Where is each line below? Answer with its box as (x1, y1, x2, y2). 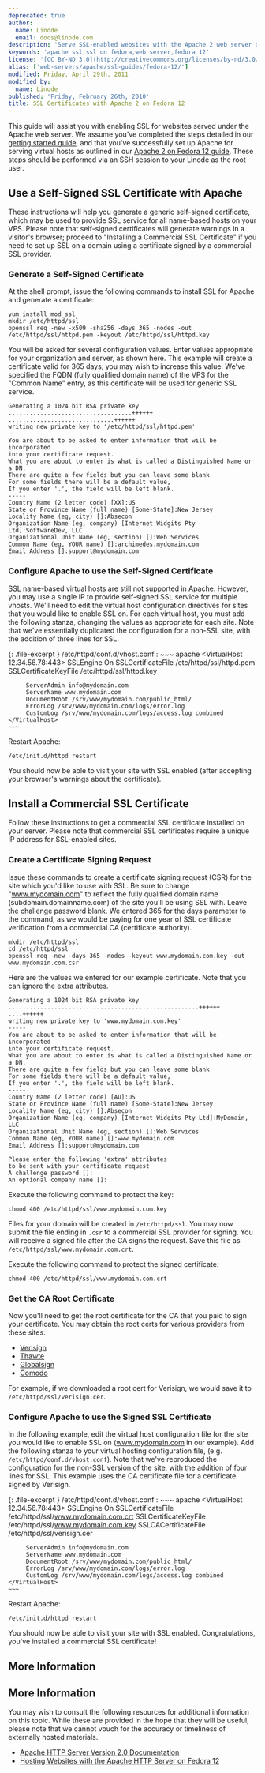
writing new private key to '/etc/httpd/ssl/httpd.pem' (8, 423, 196, 431)
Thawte (19, 1351, 45, 1361)
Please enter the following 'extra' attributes (8, 1155, 168, 1163)
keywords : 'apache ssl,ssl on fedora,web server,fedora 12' (8, 48, 211, 56)
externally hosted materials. (8, 1733, 99, 1742)
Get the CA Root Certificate (8, 1293, 115, 1304)
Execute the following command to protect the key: (8, 1189, 174, 1199)
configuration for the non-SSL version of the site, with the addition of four (8, 1463, 248, 1473)
